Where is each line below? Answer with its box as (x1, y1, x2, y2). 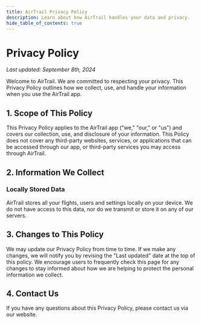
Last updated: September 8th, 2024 (6, 66, 95, 73)
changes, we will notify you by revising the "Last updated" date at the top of (6, 252, 196, 259)
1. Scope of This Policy (6, 108, 93, 118)
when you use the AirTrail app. (6, 91, 82, 98)
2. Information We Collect (6, 167, 104, 177)
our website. (6, 311, 37, 318)
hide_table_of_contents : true (6, 20, 83, 26)
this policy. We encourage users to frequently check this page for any (6, 258, 180, 266)
